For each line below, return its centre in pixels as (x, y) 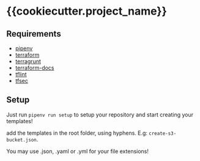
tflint (21, 74)
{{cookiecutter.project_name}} (87, 11)
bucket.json (21, 140)
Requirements (34, 34)
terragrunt (28, 61)
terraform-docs (35, 68)
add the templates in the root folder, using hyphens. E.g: (77, 133)
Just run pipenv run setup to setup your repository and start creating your (100, 115)
